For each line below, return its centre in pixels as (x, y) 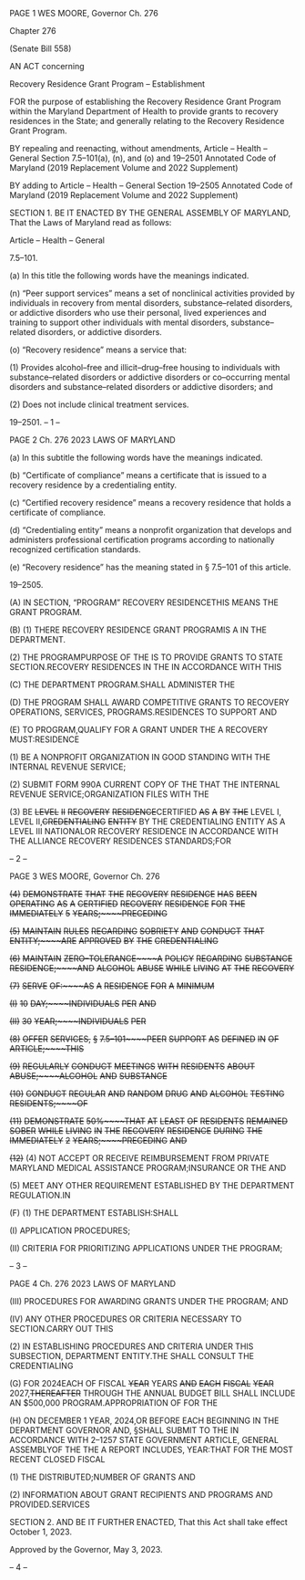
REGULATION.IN (40, 1195)
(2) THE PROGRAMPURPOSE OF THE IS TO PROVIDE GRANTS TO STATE (147, 657)
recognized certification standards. (75, 549)
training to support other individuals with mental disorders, (119, 322)
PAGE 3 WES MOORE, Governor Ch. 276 (85, 876)
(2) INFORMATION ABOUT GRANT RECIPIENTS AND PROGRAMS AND (141, 1495)
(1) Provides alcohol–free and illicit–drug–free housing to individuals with (145, 367)
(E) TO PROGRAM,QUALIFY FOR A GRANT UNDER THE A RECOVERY (139, 730)
